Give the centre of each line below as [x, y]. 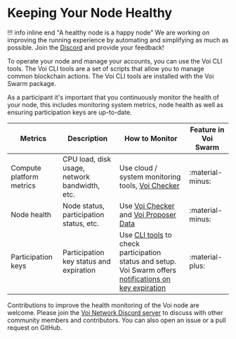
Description [87, 138]
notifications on [145, 278]
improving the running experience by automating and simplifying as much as [118, 39]
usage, [74, 168]
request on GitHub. [35, 327]
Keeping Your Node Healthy [90, 13]
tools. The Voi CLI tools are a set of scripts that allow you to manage [106, 68]
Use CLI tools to [145, 235]
